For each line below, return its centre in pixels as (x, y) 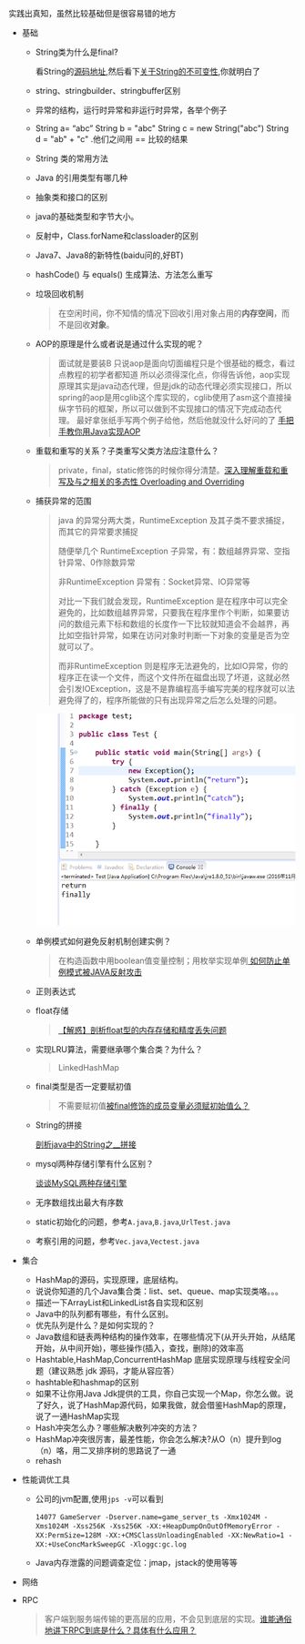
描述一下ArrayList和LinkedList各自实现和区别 (119, 1302)
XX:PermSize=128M (68, 1535)
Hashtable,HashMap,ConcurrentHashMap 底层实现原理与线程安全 (159, 1359)
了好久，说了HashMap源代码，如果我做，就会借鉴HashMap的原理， (163, 1405)
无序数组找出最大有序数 (79, 1202)
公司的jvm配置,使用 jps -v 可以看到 (100, 1498)
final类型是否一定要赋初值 (83, 1086)
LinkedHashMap (89, 1067)
